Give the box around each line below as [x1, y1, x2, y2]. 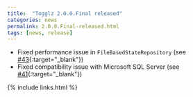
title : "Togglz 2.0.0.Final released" [7, 10, 123, 17]
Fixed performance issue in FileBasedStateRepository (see [17, 48, 186, 56]
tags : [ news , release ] [7, 29, 73, 36]
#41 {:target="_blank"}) [17, 70, 83, 78]
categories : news [7, 17, 58, 23]
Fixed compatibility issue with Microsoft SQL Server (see [17, 63, 180, 71]
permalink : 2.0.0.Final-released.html [7, 23, 119, 30]
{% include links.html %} [7, 83, 78, 91]
